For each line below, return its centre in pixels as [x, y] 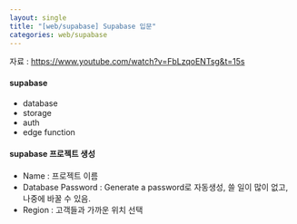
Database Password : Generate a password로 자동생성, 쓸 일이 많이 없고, [155, 187]
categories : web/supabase [58, 34]
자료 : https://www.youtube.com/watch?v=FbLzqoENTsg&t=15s [127, 62]
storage [37, 112]
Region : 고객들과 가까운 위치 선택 [83, 209]
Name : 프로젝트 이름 [60, 175]
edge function [49, 131]
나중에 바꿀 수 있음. [56, 198]
